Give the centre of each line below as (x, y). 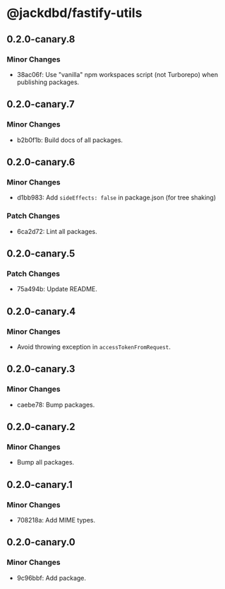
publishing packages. (48, 82)
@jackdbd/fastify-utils (74, 13)
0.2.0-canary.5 (41, 253)
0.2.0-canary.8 (41, 39)
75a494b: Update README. (57, 289)
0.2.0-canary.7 (41, 104)
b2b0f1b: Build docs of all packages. (70, 140)
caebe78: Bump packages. (56, 404)
